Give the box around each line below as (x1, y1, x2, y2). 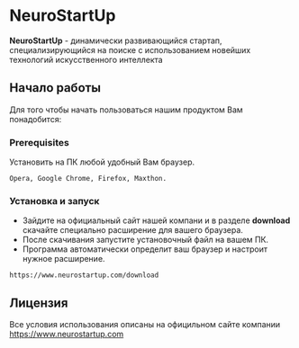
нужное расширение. (22, 254, 105, 264)
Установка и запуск (9, 194, 100, 207)
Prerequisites (9, 136, 69, 148)
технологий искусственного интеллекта (9, 54, 164, 65)
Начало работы (9, 80, 102, 95)
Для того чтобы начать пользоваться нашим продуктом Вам (9, 104, 243, 115)
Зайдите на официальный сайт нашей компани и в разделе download (22, 215, 291, 226)
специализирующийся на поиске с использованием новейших (9, 44, 251, 55)
